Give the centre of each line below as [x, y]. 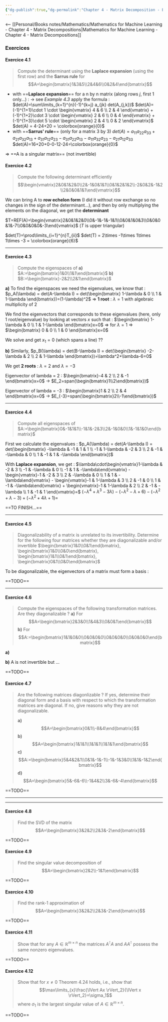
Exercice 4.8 [18, 811]
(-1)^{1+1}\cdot [27, 110]
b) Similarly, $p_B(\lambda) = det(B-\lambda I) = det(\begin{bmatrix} [76, 351]
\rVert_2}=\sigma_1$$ [90, 995]
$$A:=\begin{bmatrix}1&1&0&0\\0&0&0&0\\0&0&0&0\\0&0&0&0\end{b [90, 637]
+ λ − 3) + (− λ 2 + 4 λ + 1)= [32, 497]
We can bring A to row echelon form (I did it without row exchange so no [80, 199]
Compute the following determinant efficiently [65, 177]
